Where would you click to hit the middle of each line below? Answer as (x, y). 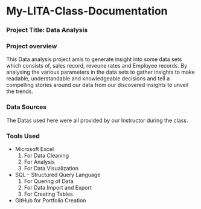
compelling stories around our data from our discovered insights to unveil (97, 85)
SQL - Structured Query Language (58, 175)
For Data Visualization (51, 168)
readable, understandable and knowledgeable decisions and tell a (88, 79)
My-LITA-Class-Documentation (87, 11)
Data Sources (27, 107)
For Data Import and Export (58, 188)
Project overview (32, 47)
